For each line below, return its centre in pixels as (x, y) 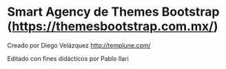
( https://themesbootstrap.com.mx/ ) (113, 26)
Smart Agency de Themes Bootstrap (113, 12)
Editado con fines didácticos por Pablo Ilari (68, 58)
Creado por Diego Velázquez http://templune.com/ (79, 45)
